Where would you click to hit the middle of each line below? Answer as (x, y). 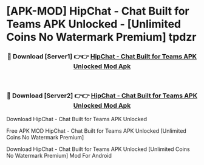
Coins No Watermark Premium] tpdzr (101, 37)
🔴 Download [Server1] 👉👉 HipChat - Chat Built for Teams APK (102, 57)
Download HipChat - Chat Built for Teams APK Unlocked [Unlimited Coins (98, 149)
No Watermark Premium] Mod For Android (59, 155)
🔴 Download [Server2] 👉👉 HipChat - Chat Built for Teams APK (102, 96)
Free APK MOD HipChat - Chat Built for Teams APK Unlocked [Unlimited (96, 131)
